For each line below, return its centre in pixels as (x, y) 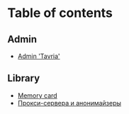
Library (24, 78)
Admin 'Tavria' (39, 56)
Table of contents (60, 13)
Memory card (38, 95)
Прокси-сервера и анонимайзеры (69, 103)
